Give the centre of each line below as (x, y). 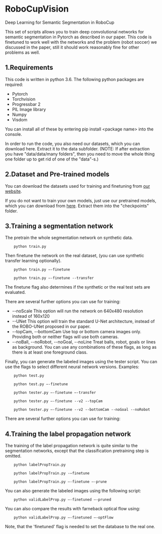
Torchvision (23, 99)
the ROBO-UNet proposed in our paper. (51, 326)
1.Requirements (29, 68)
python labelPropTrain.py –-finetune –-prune (60, 482)
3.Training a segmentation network (59, 226)
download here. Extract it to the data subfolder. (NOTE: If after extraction (77, 148)
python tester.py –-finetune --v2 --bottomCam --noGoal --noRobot (82, 410)
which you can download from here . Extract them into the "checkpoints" (77, 206)
